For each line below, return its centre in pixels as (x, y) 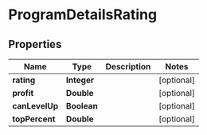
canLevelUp (35, 106)
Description (128, 67)
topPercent (34, 119)
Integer (80, 80)
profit (23, 93)
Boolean (82, 106)
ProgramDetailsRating (83, 15)
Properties (35, 44)
